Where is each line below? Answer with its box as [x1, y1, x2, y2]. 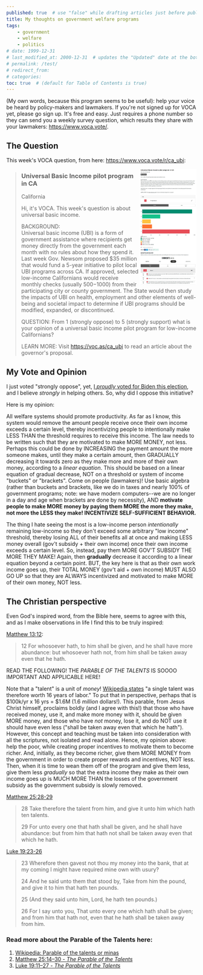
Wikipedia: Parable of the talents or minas [14, 949, 119, 956]
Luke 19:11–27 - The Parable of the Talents [14, 962, 121, 970]
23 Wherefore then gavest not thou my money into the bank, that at [21, 859, 189, 867]
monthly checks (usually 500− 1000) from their [21, 281, 137, 288]
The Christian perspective [6, 596, 107, 606]
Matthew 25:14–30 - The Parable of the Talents [14, 956, 133, 963]
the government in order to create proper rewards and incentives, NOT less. [6, 755, 195, 763]
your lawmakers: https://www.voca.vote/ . [6, 123, 109, 130]
